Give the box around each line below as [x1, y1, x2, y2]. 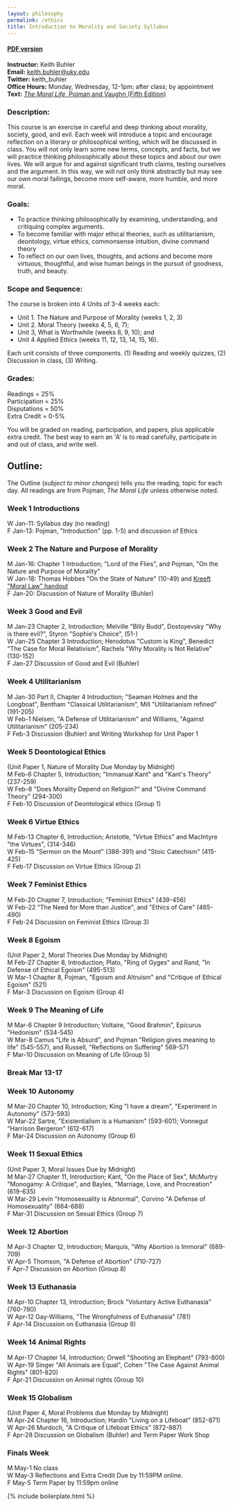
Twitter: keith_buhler [7, 74, 67, 83]
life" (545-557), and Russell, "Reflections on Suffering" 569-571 [7, 1043, 189, 1051]
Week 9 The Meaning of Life [7, 1005, 104, 1015]
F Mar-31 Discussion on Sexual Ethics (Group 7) [7, 1209, 144, 1218]
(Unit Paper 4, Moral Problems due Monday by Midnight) [7, 1408, 169, 1417]
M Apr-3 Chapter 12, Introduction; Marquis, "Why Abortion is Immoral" [7, 1243, 208, 1251]
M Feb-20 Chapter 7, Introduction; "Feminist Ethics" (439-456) [7, 895, 187, 904]
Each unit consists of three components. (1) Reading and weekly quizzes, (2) [7, 349, 226, 357]
